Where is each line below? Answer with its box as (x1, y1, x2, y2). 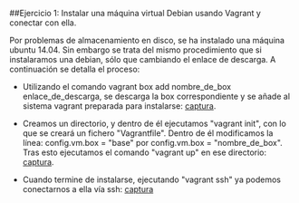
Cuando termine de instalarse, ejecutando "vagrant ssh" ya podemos (22, 174, 281, 185)
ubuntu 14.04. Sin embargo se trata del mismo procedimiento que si (9, 44, 263, 55)
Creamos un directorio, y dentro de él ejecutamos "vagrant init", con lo (22, 118, 287, 129)
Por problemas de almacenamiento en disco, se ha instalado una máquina (9, 35, 285, 45)
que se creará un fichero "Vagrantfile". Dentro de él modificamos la (22, 128, 274, 139)
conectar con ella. (9, 17, 77, 28)
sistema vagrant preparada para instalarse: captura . (22, 101, 217, 111)
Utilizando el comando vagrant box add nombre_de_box (22, 82, 232, 92)
